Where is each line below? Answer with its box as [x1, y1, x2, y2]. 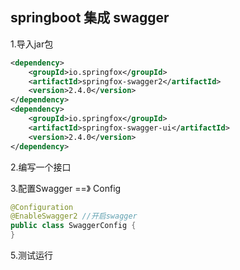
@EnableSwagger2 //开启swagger [10, 211, 138, 222]
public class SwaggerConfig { [10, 221, 137, 231]
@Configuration [10, 202, 74, 212]
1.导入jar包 [10, 38, 54, 50]
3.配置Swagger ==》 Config [10, 182, 122, 194]
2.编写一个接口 [10, 161, 72, 173]
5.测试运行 [10, 249, 53, 262]
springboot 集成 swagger [10, 9, 170, 27]
